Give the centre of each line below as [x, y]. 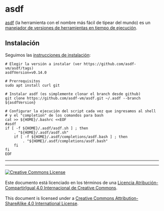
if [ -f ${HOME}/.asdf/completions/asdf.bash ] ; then [71, 137]
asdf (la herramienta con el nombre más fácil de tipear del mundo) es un [78, 23]
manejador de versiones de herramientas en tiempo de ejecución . [71, 27]
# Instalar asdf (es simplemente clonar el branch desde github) [73, 94]
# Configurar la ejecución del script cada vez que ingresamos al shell [81, 111]
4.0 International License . [53, 203]
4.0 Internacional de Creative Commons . [77, 188]
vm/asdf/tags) [20, 68]
